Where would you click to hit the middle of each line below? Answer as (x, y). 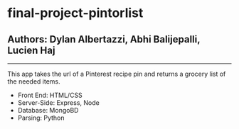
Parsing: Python (41, 118)
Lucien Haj (31, 50)
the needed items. (34, 82)
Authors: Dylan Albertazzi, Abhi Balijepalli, (104, 39)
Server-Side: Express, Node (58, 103)
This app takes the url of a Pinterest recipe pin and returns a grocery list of (117, 74)
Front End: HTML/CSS (50, 95)
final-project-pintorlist (75, 13)
